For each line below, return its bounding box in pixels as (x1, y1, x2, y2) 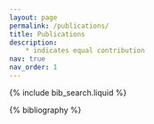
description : (9, 37, 58, 47)
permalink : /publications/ (9, 21, 109, 30)
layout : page (9, 12, 58, 22)
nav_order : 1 (9, 63, 58, 72)
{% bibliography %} (9, 104, 82, 115)
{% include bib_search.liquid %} (9, 87, 127, 98)
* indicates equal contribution (25, 46, 145, 55)
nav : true (9, 54, 46, 63)
